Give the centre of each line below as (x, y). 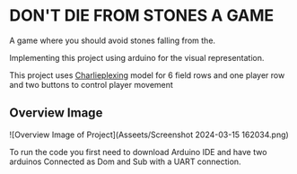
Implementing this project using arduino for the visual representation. (137, 57)
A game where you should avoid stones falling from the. (113, 40)
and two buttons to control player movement (91, 84)
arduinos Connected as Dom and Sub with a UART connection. (125, 161)
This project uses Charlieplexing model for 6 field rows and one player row (147, 75)
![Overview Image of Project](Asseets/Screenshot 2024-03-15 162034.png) (149, 135)
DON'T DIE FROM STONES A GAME (142, 16)
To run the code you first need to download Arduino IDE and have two (138, 152)
